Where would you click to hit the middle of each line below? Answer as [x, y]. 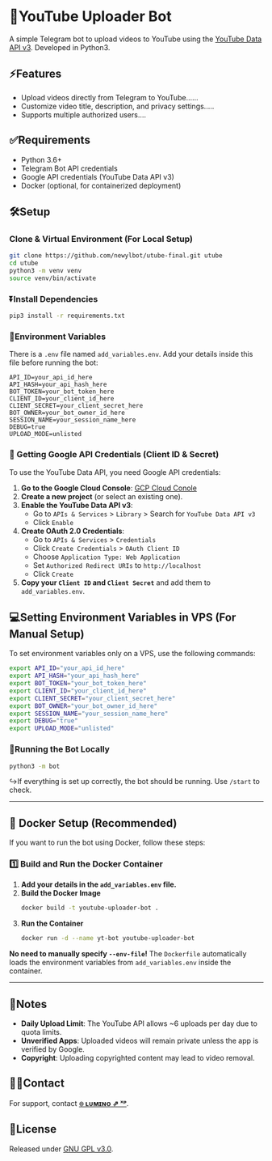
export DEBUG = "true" [44, 721]
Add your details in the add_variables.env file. [98, 884]
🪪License [33, 1129]
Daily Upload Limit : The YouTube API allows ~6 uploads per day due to [139, 1023]
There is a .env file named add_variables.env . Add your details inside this [131, 354]
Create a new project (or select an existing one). [102, 496]
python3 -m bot [35, 766]
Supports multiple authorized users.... [84, 114]
